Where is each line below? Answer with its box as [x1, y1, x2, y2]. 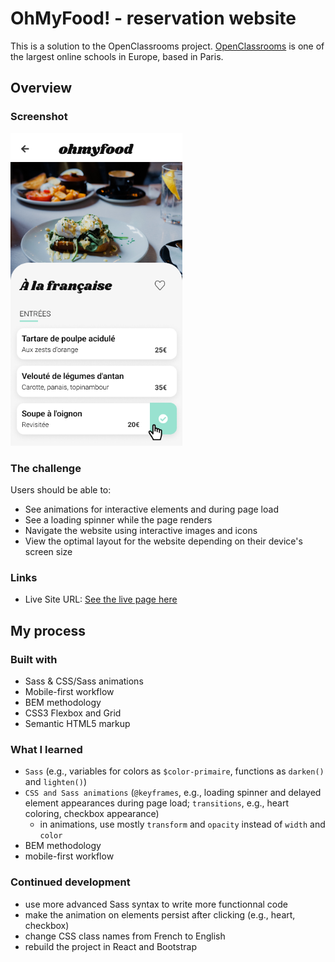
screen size [24, 545, 73, 557]
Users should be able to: [10, 483, 112, 496]
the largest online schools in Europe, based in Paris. [10, 50, 224, 62]
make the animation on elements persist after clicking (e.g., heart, [24, 908, 296, 921]
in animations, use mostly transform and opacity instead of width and [39, 818, 326, 831]
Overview [10, 80, 73, 97]
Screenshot [10, 110, 68, 124]
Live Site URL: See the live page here [24, 593, 178, 606]
